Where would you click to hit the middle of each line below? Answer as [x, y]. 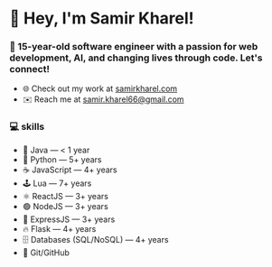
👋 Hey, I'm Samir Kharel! [102, 18]
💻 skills [27, 127]
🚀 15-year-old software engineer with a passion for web [134, 47]
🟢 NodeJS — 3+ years [65, 206]
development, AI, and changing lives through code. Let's [136, 58]
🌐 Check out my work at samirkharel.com [100, 88]
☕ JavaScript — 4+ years [70, 170]
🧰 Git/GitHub [46, 253]
